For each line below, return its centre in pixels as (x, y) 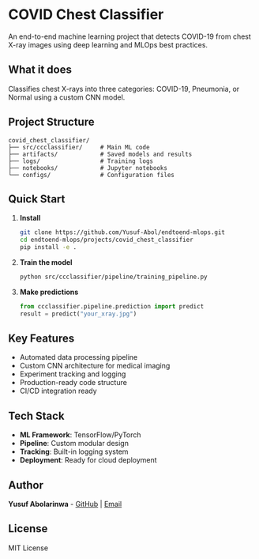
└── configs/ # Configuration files (92, 175)
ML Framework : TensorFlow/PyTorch (80, 435)
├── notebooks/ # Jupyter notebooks (88, 168)
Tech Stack (36, 415)
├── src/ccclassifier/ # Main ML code (79, 147)
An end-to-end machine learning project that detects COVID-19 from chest (129, 36)
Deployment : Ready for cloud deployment (88, 460)
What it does (40, 70)
